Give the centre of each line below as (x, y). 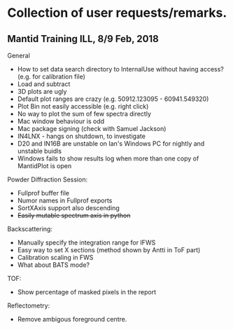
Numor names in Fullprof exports (65, 200)
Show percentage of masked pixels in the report (87, 292)
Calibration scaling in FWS (55, 257)
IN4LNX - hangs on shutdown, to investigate (81, 136)
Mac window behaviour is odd (61, 121)
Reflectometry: (29, 305)
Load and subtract (44, 84)
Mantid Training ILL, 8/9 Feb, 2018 (83, 39)
